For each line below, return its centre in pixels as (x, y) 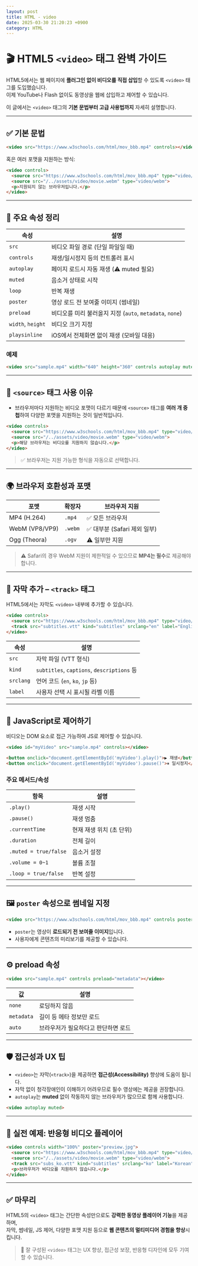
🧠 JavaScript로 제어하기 (49, 721)
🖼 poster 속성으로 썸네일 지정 (58, 903)
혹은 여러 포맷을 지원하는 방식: (41, 159)
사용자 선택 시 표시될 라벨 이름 (75, 692)
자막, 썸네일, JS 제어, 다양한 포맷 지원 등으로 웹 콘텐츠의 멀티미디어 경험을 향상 (96, 1230)
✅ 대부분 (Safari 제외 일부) (122, 529)
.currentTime (27, 829)
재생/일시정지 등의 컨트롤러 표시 (93, 258)
